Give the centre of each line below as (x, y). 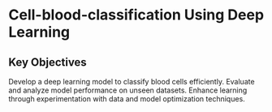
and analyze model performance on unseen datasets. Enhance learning (128, 90)
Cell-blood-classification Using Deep (136, 15)
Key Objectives (47, 62)
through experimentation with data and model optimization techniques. (127, 99)
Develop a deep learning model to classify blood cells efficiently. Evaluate (132, 82)
